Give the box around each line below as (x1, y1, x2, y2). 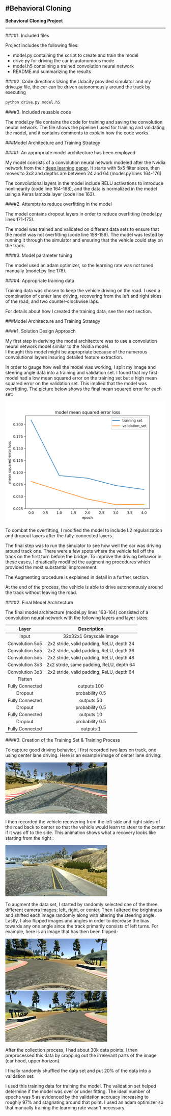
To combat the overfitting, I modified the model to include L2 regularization (5, 527, 163, 533)
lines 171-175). (5, 216, 35, 222)
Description (78, 626, 104, 632)
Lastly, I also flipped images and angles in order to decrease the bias (5, 918, 150, 924)
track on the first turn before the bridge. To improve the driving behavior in (5, 553, 162, 559)
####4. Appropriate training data (5, 277, 75, 283)
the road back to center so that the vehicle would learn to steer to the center (5, 824, 165, 830)
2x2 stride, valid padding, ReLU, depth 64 (47, 669, 135, 675)
